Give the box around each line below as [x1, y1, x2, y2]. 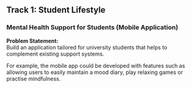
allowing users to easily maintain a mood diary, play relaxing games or [6, 68, 184, 76]
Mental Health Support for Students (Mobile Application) [6, 23, 179, 32]
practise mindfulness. [6, 75, 61, 82]
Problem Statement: [6, 37, 59, 45]
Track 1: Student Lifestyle [6, 5, 106, 15]
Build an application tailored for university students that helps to [6, 43, 168, 51]
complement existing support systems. [6, 50, 105, 57]
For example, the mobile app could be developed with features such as [6, 62, 185, 69]
